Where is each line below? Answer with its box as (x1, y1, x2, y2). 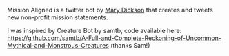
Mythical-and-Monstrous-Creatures (7, 41, 109, 49)
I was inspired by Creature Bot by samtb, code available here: (7, 27, 182, 35)
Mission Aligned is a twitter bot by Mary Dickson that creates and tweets (7, 6, 214, 14)
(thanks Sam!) (110, 41, 150, 49)
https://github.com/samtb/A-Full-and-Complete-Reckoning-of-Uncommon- (7, 34, 222, 42)
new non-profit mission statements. (7, 13, 108, 21)
